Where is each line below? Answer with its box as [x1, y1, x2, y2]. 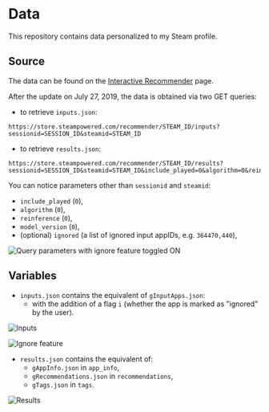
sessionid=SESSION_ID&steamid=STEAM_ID [8, 129, 142, 137]
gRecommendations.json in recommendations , [31, 371, 174, 381]
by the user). [31, 307, 74, 317]
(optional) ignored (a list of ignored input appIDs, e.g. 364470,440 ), [19, 230, 238, 239]
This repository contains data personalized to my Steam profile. [8, 31, 218, 41]
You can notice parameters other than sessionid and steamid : [8, 180, 211, 190]
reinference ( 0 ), [19, 213, 73, 222]
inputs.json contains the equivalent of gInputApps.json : [19, 290, 206, 300]
